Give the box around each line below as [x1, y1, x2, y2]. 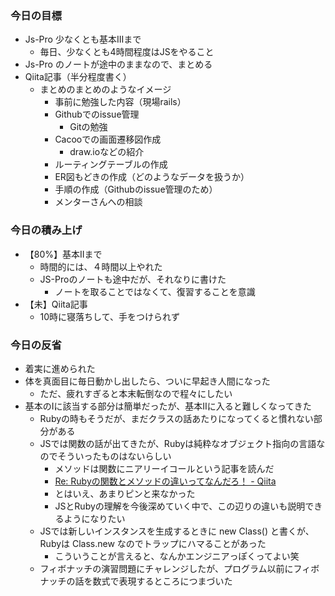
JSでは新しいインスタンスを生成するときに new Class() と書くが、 [39, 525, 315, 537]
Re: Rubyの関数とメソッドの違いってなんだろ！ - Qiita [54, 475, 277, 487]
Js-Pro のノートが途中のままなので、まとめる [24, 58, 213, 71]
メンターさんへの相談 [54, 196, 143, 208]
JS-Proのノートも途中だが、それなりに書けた [39, 273, 227, 285]
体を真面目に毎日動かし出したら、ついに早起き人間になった [24, 375, 271, 387]
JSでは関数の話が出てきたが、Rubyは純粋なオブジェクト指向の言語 [39, 437, 317, 449]
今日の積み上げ [10, 223, 83, 237]
